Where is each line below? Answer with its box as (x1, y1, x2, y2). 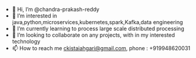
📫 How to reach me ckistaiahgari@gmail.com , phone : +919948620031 (11, 45, 191, 51)
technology (11, 38, 41, 45)
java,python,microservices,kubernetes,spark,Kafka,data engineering (11, 19, 183, 25)
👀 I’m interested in (11, 12, 57, 19)
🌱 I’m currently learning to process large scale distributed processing (11, 25, 185, 32)
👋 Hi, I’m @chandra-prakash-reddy (11, 6, 100, 13)
